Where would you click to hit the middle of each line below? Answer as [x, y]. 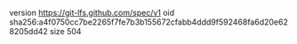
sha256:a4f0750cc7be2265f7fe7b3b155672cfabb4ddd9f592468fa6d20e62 [149, 22]
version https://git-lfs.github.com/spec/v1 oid [92, 13]
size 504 [66, 31]
